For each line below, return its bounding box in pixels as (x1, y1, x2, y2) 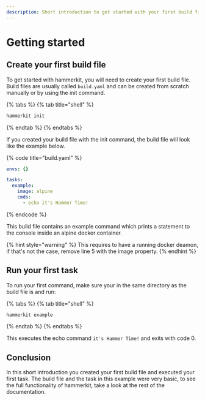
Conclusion (6, 352, 51, 363)
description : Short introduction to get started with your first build (6, 9, 192, 15)
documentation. (6, 388, 46, 396)
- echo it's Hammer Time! (22, 200, 88, 206)
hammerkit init (6, 113, 45, 119)
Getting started (6, 35, 85, 49)
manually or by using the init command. (6, 89, 106, 96)
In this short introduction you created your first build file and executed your (6, 369, 195, 376)
